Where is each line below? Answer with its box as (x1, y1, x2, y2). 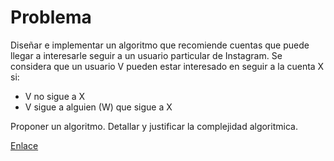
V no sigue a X (24, 90, 86, 102)
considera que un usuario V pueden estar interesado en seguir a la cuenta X (10, 60, 325, 72)
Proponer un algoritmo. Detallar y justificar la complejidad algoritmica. (10, 120, 298, 132)
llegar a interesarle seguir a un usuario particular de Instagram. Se (10, 49, 283, 61)
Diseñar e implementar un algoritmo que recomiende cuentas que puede (10, 39, 310, 51)
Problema (10, 6, 92, 29)
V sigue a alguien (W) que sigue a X (24, 101, 173, 113)
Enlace (10, 139, 39, 151)
